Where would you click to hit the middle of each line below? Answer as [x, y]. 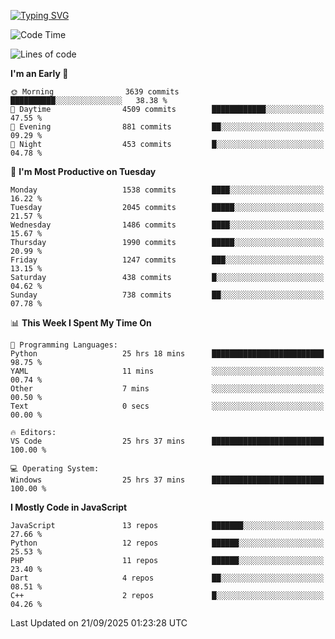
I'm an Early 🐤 [39, 73]
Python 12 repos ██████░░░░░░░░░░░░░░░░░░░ [167, 543]
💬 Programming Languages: [64, 345]
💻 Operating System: [55, 469]
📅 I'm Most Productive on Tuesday [83, 171]
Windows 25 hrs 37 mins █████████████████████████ [167, 480]
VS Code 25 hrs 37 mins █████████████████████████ [167, 441]
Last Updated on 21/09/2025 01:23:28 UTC [99, 623]
